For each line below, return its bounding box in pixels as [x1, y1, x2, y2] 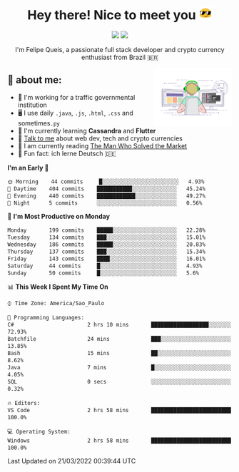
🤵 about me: [7, 74, 62, 86]
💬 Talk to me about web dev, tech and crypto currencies [17, 134, 183, 143]
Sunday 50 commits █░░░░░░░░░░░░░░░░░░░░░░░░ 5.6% [7, 270, 200, 277]
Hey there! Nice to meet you [27, 7, 196, 24]
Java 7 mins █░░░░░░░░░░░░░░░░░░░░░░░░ [7, 364, 232, 371]
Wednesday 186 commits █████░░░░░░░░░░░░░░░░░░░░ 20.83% [7, 241, 205, 248]
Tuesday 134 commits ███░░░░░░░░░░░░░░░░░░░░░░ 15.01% [7, 234, 205, 241]
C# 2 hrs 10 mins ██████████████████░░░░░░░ [7, 321, 232, 328]
